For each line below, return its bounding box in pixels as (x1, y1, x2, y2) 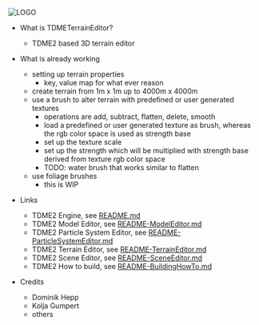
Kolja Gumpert (31, 301, 80, 311)
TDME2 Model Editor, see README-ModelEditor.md (31, 220, 202, 228)
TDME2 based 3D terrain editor (31, 38, 135, 48)
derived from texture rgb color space (43, 154, 165, 164)
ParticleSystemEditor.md (31, 236, 114, 245)
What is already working (19, 54, 100, 63)
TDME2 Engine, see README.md (31, 211, 141, 220)
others (31, 310, 54, 319)
